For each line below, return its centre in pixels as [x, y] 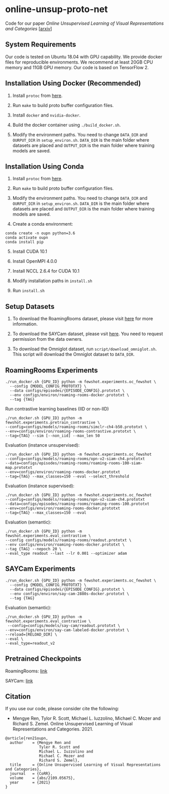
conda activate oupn [27, 238]
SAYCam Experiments [40, 569]
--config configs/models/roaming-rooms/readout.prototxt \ [68, 540]
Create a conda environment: [43, 224]
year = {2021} [30, 783]
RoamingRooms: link [26, 671]
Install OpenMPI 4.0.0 [35, 261]
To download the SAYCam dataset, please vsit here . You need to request [88, 334]
